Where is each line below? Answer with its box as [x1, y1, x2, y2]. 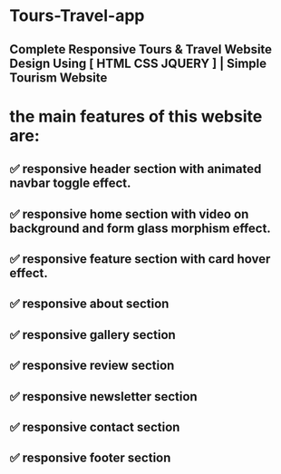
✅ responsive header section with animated [9, 161, 262, 177]
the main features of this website [9, 106, 263, 127]
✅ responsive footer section [9, 450, 171, 466]
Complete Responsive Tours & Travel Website [9, 42, 273, 57]
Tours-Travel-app [9, 5, 145, 26]
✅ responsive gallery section [9, 327, 177, 343]
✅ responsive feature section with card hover [9, 251, 271, 266]
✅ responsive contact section [9, 419, 180, 435]
